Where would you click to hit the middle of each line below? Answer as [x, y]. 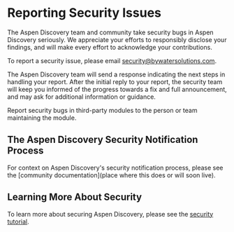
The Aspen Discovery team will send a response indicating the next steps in [116, 74]
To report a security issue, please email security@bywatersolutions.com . [112, 60]
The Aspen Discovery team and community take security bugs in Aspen [111, 32]
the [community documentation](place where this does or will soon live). [111, 175]
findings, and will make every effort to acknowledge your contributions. [110, 47]
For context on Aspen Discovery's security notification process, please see [115, 168]
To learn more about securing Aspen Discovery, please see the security [110, 214]
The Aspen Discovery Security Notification [103, 140]
